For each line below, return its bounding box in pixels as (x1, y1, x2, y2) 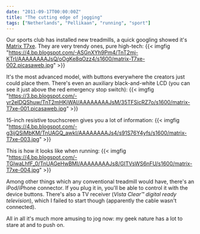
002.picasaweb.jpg (6, 62, 54, 69)
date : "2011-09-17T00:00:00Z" (6, 8, 82, 15)
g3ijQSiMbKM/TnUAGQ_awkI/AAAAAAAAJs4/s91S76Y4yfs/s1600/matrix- (6, 129, 187, 136)
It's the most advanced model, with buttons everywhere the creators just (6, 73, 185, 81)
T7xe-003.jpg (6, 136, 40, 143)
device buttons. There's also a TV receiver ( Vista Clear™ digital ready (6, 191, 177, 198)
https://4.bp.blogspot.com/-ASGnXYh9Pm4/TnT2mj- (8, 49, 139, 56)
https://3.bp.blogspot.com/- (8, 92, 78, 99)
